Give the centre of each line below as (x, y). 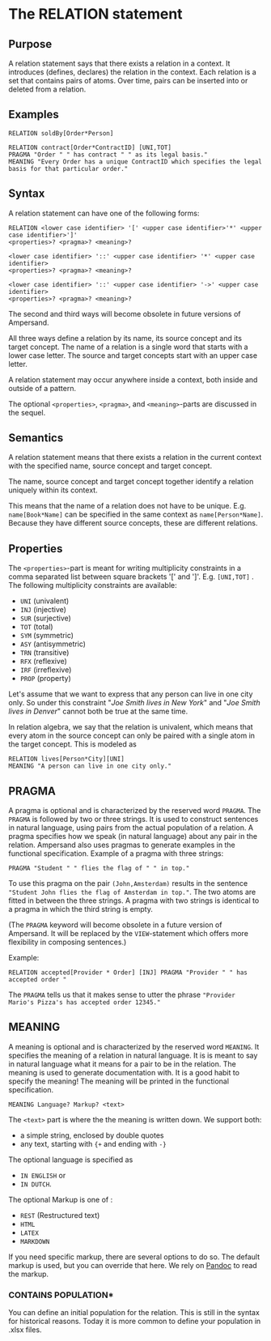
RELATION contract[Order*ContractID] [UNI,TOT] (90, 147)
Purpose (30, 44)
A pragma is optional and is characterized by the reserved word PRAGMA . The (135, 811)
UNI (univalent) (44, 601)
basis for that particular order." (68, 168)
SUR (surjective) (45, 618)
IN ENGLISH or (43, 1175)
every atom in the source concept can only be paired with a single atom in (132, 736)
